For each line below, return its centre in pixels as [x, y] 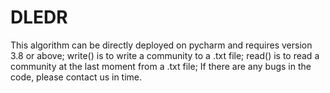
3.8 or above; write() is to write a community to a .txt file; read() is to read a [165, 55]
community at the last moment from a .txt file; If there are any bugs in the [161, 66]
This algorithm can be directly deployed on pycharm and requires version [161, 45]
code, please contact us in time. [76, 77]
